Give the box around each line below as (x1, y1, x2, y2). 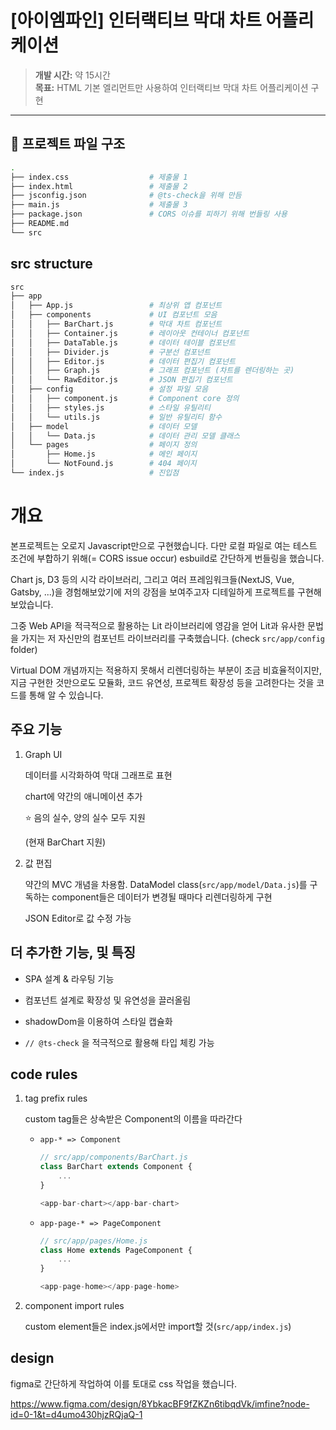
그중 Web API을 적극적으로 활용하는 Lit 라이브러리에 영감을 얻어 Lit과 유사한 (10, 619, 306, 631)
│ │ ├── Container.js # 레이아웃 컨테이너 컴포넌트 (10, 328, 250, 338)
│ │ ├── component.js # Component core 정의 (10, 394, 240, 404)
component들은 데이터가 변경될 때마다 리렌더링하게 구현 (51, 891, 273, 903)
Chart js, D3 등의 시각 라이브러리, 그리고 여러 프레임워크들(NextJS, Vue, (10, 573, 295, 585)
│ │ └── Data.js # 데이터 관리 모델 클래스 (10, 431, 241, 441)
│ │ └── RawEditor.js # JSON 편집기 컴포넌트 (10, 375, 233, 385)
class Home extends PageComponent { (39, 1245, 193, 1255)
